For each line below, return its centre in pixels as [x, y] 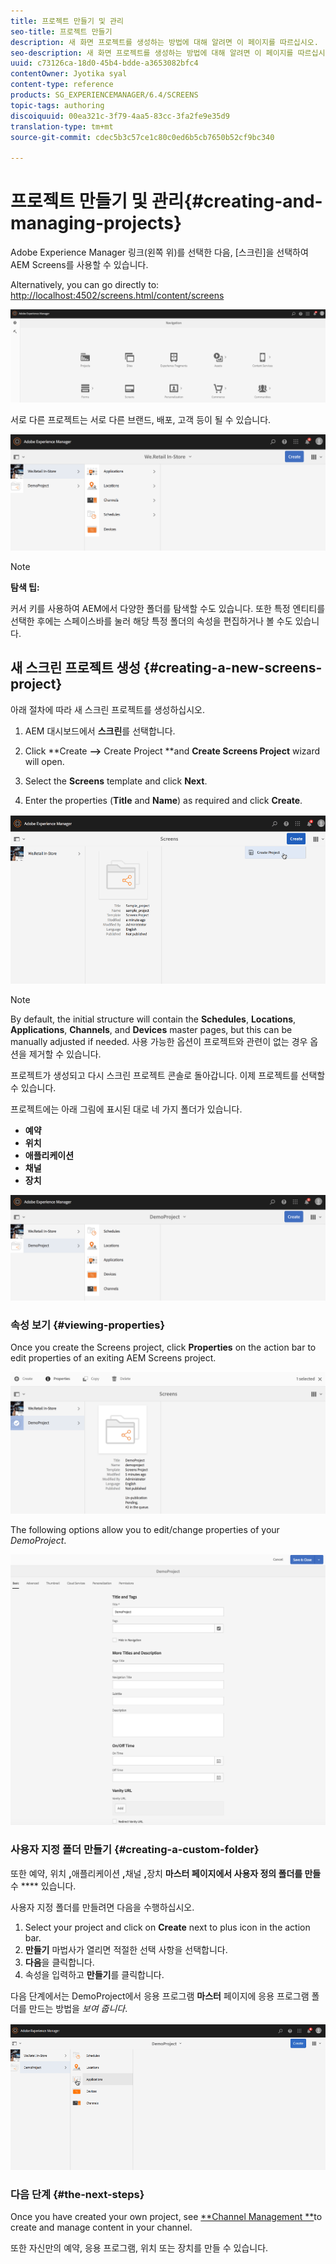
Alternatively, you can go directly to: [85, 285]
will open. [44, 761]
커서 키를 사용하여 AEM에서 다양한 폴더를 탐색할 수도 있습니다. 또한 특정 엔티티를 [168, 608]
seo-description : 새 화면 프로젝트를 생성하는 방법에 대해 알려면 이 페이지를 [152, 53]
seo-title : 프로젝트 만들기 [61, 31]
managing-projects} [96, 223]
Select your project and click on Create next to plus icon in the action [167, 1927]
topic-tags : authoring [57, 105]
